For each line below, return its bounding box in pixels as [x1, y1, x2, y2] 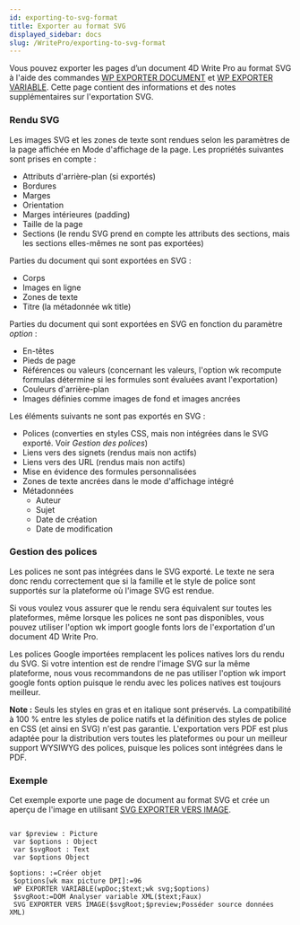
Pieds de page [21, 355, 76, 366]
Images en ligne [21, 282, 81, 293]
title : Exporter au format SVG [9, 22, 126, 31]
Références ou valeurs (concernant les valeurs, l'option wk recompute [21, 365, 282, 375]
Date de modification [35, 523, 114, 534]
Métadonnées [21, 485, 74, 496]
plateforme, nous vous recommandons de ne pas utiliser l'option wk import [9, 667, 287, 678]
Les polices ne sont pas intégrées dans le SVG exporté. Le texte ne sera [9, 566, 275, 577]
